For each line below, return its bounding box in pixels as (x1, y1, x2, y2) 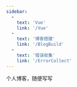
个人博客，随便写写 (6, 75, 53, 82)
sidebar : (6, 8, 28, 15)
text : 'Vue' (16, 19, 46, 25)
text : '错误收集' (16, 52, 56, 58)
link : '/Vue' (16, 25, 49, 31)
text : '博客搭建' (16, 36, 56, 42)
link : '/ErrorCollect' (16, 58, 72, 63)
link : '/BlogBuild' (16, 42, 65, 48)
